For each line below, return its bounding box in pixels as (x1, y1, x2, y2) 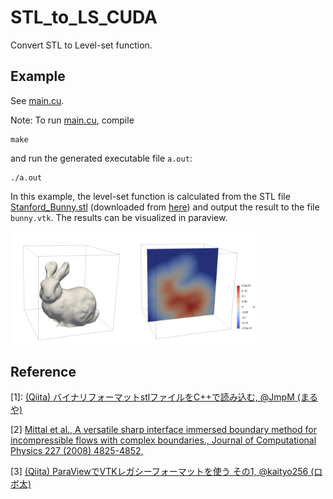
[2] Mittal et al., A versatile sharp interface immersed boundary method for (10, 424, 317, 436)
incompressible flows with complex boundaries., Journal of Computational (10, 434, 317, 446)
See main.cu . (10, 94, 65, 106)
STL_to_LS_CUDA (10, 6, 158, 29)
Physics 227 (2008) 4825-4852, (10, 445, 144, 457)
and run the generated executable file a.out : (10, 152, 193, 164)
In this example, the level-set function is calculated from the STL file (10, 190, 291, 202)
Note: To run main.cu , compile (10, 114, 135, 126)
